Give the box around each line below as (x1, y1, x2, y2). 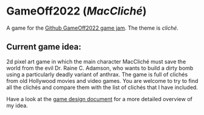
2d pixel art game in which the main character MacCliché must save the (6, 57, 186, 65)
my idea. (6, 102, 29, 109)
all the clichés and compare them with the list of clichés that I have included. (6, 84, 198, 91)
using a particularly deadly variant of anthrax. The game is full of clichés (6, 71, 188, 78)
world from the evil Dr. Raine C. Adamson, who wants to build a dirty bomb (6, 64, 194, 71)
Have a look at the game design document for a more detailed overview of (6, 95, 193, 102)
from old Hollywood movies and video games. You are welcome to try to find (6, 77, 199, 84)
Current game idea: (6, 42, 82, 52)
